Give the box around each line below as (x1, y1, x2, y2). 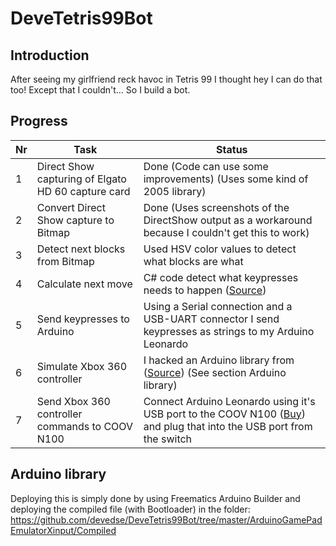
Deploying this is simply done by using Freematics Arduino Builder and (10, 492, 301, 504)
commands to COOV (36, 419, 134, 433)
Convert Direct (36, 200, 106, 214)
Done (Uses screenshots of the (143, 200, 290, 214)
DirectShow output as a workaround (143, 213, 313, 227)
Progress (10, 113, 68, 130)
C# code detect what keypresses (143, 270, 299, 284)
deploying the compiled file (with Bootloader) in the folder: (10, 503, 251, 515)
